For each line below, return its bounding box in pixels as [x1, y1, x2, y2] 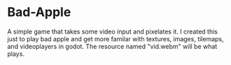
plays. [7, 50, 24, 58]
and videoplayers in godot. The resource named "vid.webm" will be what [7, 42, 218, 50]
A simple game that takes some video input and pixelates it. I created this [7, 27, 218, 36]
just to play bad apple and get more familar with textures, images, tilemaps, [7, 34, 224, 43]
